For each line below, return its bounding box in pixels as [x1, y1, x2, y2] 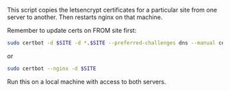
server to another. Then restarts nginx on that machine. [7, 13, 163, 21]
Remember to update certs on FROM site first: [7, 27, 137, 34]
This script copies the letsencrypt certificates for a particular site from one [7, 6, 218, 14]
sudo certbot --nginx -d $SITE [7, 65, 97, 72]
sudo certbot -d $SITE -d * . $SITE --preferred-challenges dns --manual [7, 40, 216, 47]
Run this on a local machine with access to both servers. [7, 77, 166, 86]
